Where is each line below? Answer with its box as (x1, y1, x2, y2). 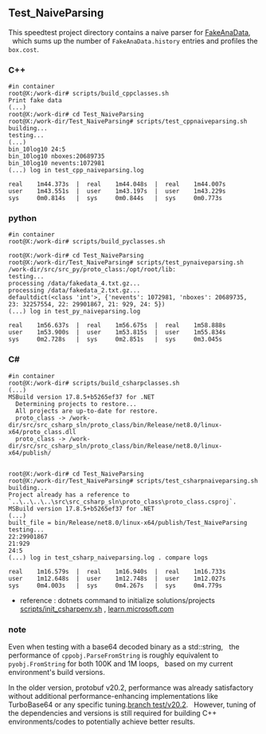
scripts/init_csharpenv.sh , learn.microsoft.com (19, 604, 174, 614)
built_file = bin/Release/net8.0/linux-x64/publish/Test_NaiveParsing (8, 519, 248, 527)
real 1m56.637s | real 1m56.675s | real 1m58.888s (8, 322, 226, 330)
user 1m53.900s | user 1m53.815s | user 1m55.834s (8, 329, 226, 337)
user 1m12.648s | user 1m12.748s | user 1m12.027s (8, 574, 226, 582)
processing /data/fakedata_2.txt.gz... (8, 286, 141, 294)
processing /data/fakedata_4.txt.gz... (8, 279, 141, 288)
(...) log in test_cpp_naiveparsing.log (8, 167, 145, 175)
